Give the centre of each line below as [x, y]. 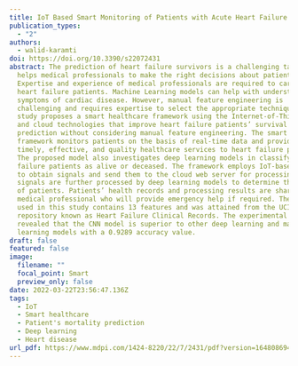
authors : [25, 42]
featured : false [39, 249]
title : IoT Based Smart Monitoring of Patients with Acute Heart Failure [149, 17]
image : [21, 257]
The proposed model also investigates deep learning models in [136, 158]
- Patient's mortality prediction [81, 323]
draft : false [33, 241]
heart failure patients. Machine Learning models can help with [138, 91]
